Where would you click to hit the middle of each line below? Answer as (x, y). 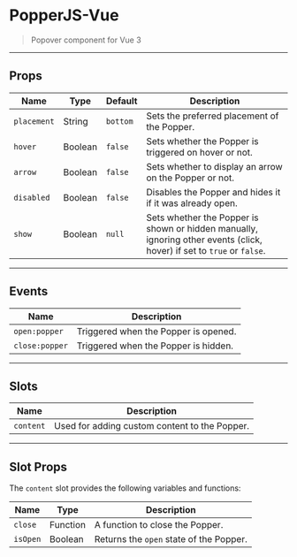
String (76, 121)
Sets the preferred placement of (212, 116)
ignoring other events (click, (204, 240)
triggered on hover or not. (199, 152)
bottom (120, 121)
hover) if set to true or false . (206, 250)
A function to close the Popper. (159, 525)
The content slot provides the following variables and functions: (125, 488)
